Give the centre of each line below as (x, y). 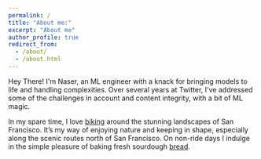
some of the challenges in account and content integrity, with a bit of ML (126, 98)
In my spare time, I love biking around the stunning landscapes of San (121, 121)
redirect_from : (33, 45)
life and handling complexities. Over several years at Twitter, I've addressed (130, 89)
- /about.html (38, 60)
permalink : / (29, 15)
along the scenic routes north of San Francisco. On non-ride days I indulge (129, 138)
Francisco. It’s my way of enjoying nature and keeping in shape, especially (129, 129)
